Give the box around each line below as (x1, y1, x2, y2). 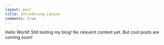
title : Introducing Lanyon (5, 12, 60, 16)
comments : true (5, 16, 36, 21)
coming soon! (5, 34, 33, 40)
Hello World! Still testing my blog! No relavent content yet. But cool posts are (5, 30, 160, 35)
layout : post (5, 7, 32, 12)
